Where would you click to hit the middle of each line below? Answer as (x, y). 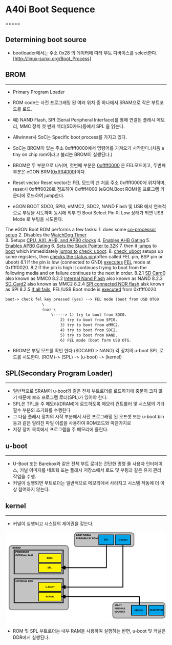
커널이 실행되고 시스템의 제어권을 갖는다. (53, 523)
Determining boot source (46, 40)
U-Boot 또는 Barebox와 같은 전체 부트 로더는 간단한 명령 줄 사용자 (79, 464)
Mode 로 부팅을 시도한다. (38, 219)
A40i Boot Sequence (50, 9)
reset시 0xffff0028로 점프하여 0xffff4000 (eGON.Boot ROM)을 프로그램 (86, 189)
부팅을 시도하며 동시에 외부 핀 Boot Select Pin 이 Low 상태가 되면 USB (93, 213)
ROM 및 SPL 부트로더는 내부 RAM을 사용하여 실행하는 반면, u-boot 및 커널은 (89, 631)
